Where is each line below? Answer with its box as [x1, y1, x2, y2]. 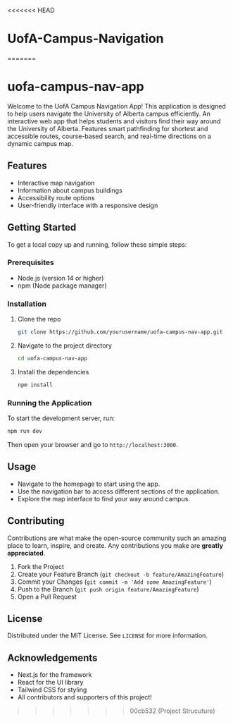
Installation [7, 299, 47, 309]
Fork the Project [17, 562, 65, 570]
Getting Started [7, 221, 77, 233]
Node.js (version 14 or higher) [17, 274, 104, 282]
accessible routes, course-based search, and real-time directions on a [7, 132, 211, 140]
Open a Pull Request [17, 592, 77, 601]
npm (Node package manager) [17, 281, 107, 290]
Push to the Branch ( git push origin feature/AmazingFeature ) [17, 585, 199, 593]
